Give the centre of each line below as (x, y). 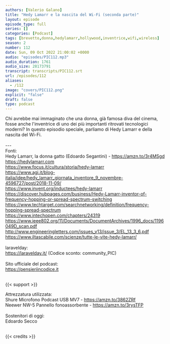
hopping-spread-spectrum (33, 210)
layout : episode (22, 19)
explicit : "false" (25, 95)
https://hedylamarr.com (30, 162)
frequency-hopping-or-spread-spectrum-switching (59, 199)
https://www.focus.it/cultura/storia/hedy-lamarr (55, 167)
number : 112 (18, 48)
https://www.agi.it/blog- (30, 172)
